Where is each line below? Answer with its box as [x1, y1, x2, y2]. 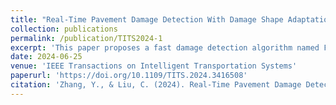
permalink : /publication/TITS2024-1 [10, 33, 163, 43]
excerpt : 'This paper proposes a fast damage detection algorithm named [10, 42, 320, 53]
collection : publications [10, 24, 118, 34]
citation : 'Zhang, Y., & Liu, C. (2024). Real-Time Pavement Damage [10, 80, 302, 90]
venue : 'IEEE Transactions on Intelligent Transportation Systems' [10, 61, 298, 71]
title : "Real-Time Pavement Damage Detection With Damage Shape [10, 14, 284, 25]
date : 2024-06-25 [10, 52, 83, 62]
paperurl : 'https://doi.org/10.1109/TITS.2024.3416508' [10, 71, 248, 81]
